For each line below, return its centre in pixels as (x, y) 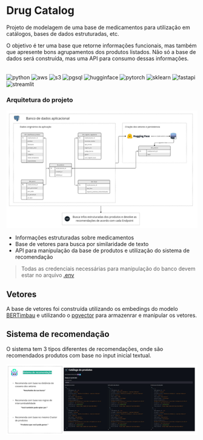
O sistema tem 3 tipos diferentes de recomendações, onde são (85, 348)
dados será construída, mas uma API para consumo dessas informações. (98, 58)
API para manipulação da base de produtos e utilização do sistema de (102, 251)
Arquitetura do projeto (40, 100)
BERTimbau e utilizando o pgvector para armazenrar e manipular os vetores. (101, 315)
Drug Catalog (40, 11)
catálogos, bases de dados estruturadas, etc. (63, 33)
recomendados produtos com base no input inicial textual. (79, 355)
